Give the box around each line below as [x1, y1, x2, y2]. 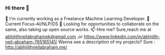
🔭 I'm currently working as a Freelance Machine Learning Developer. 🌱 [5, 16, 150, 22]
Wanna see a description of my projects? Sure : [58, 39, 156, 45]
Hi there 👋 [5, 4, 30, 11]
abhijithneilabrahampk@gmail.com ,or [5, 34, 83, 40]
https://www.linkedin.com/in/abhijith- [84, 34, 161, 40]
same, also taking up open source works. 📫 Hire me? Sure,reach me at [5, 27, 152, 33]
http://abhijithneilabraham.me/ [5, 44, 67, 50]
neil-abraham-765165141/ [5, 39, 57, 45]
